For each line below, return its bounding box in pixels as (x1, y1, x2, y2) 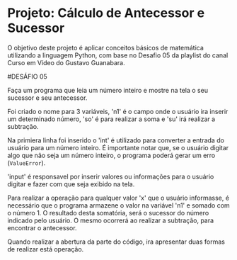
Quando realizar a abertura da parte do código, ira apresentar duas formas (7, 237, 225, 246)
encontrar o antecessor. (7, 223, 77, 232)
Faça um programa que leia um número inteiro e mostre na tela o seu (7, 86, 209, 94)
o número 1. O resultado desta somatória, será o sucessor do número (7, 208, 209, 217)
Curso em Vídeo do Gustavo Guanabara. (7, 58, 125, 67)
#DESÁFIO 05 (7, 72, 47, 81)
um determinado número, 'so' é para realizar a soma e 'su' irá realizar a (7, 115, 216, 123)
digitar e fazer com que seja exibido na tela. (7, 179, 135, 188)
